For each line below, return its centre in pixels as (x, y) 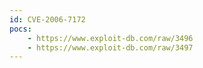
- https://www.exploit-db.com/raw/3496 (110, 38)
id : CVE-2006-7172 (47, 19)
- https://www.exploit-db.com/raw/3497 (110, 47)
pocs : (20, 29)
